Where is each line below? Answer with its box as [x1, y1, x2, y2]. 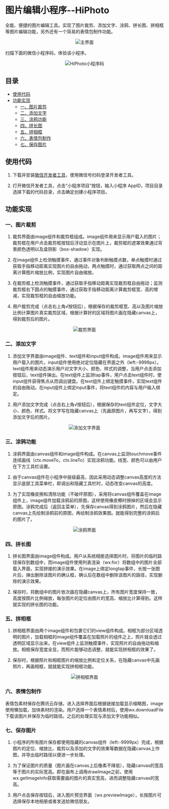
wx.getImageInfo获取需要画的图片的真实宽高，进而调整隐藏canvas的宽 [12, 775, 159, 781]
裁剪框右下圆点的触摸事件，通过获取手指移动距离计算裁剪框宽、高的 [12, 286, 154, 292]
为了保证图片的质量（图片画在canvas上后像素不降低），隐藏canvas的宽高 [12, 763, 164, 769]
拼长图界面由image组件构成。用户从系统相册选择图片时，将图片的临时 [12, 553, 158, 559]
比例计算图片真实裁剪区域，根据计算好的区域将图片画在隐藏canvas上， [12, 310, 160, 316]
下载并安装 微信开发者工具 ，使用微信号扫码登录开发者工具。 [12, 172, 136, 178]
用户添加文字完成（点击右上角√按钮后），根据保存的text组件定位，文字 [12, 401, 158, 408]
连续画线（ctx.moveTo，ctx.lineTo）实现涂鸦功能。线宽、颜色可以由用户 [12, 457, 162, 463]
